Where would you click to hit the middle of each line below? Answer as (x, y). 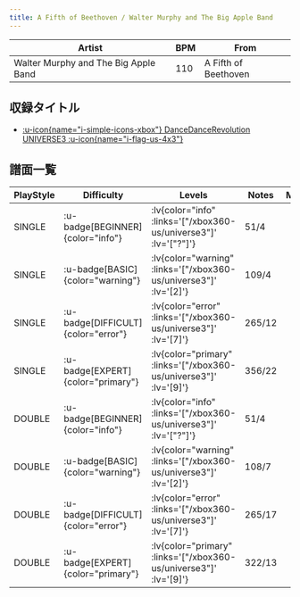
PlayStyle (34, 195)
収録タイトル (45, 108)
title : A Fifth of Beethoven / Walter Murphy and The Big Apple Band (142, 17)
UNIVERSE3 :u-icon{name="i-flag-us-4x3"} (103, 139)
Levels (193, 195)
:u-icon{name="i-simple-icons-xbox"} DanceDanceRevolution (136, 129)
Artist (90, 47)
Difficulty (103, 195)
